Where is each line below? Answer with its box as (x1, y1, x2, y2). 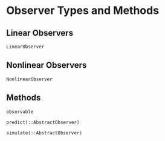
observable (6, 108, 34, 115)
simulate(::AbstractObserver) (6, 130, 83, 136)
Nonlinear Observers (6, 60, 87, 70)
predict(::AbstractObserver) (6, 119, 80, 125)
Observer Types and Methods (6, 4, 159, 18)
